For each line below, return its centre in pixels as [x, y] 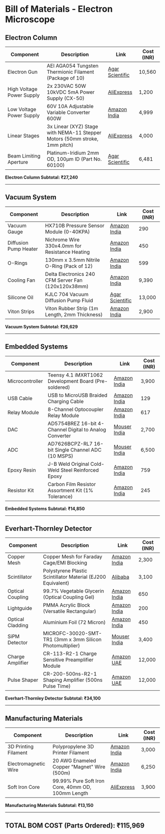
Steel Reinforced [80, 470]
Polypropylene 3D [73, 747]
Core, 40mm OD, [72, 787]
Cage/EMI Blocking [65, 563]
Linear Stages [24, 136]
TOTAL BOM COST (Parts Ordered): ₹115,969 [75, 825]
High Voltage [23, 89]
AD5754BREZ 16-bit [72, 423]
